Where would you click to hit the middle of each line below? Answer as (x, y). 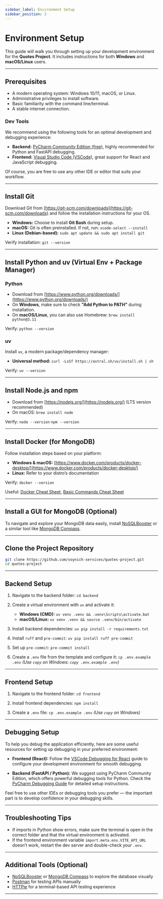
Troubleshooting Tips (38, 818)
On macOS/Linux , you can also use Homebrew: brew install (73, 315)
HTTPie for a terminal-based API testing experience (64, 887)
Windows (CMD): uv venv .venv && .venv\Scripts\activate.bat (84, 614)
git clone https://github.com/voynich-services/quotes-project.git (75, 560)
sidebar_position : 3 (26, 14)
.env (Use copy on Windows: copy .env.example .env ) (66, 662)
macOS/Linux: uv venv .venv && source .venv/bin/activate (80, 619)
